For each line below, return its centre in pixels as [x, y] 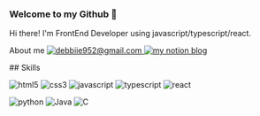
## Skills [25, 68]
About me [27, 50]
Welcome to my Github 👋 [63, 14]
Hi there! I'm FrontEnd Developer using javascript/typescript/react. [130, 34]
